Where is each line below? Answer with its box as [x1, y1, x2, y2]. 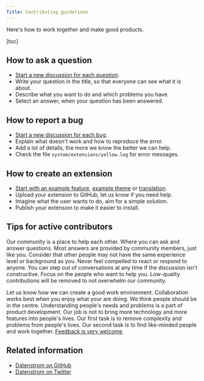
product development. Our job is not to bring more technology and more [6, 308, 188, 315]
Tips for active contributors [6, 222, 113, 232]
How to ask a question [6, 56, 93, 66]
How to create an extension [6, 169, 113, 179]
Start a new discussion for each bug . [15, 131, 108, 139]
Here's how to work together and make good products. [6, 26, 144, 33]
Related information [6, 346, 83, 356]
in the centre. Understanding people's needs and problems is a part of [6, 302, 183, 309]
